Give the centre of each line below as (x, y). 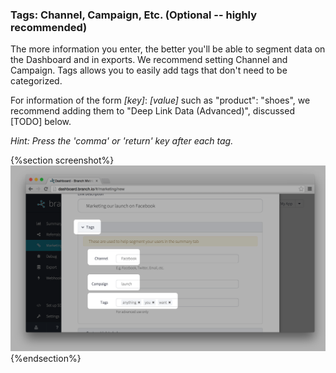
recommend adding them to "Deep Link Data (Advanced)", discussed (152, 111)
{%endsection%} (46, 359)
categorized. (36, 81)
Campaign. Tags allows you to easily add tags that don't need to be (149, 70)
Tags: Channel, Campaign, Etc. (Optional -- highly (134, 15)
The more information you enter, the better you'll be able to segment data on (168, 49)
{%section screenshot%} (62, 160)
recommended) (49, 27)
